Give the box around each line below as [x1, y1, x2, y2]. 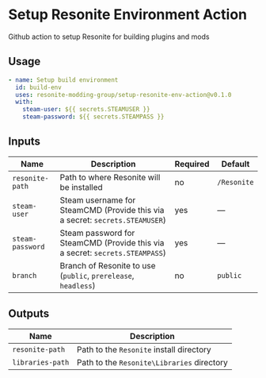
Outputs [8, 307, 50, 321]
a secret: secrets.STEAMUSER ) [59, 214, 166, 226]
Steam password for [59, 227, 135, 238]
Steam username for [59, 195, 136, 206]
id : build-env [15, 83, 62, 91]
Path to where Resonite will [59, 172, 161, 183]
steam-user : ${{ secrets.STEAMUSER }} [22, 106, 150, 114]
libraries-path [12, 357, 70, 367]
